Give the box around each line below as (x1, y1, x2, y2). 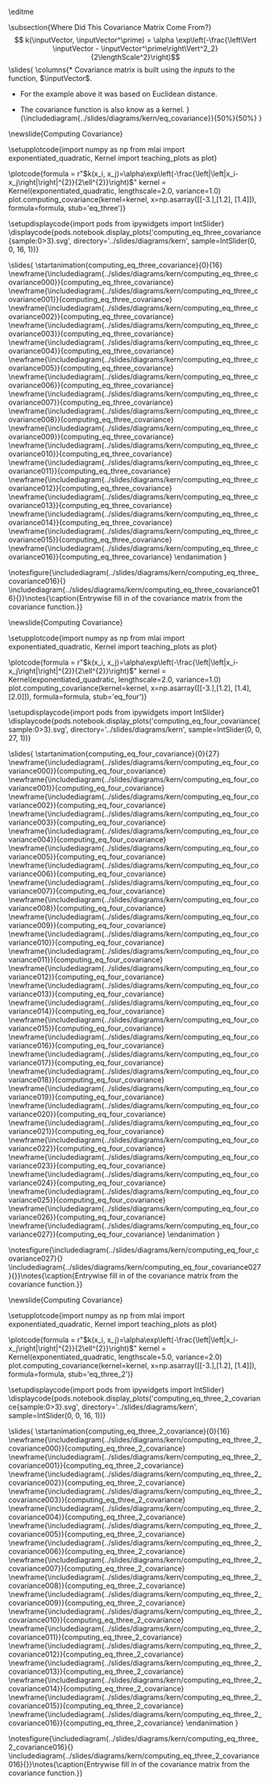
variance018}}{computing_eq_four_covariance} (8, 1075, 165, 1085)
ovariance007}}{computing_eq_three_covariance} (8, 397, 174, 407)
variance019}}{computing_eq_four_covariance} (8, 1092, 165, 1102)
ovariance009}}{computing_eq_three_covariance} (8, 432, 175, 441)
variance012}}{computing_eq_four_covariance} (8, 972, 165, 981)
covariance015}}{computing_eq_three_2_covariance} (8, 1701, 184, 1711)
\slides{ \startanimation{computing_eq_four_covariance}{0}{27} (8, 749, 220, 758)
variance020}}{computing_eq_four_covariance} (8, 1110, 167, 1119)
